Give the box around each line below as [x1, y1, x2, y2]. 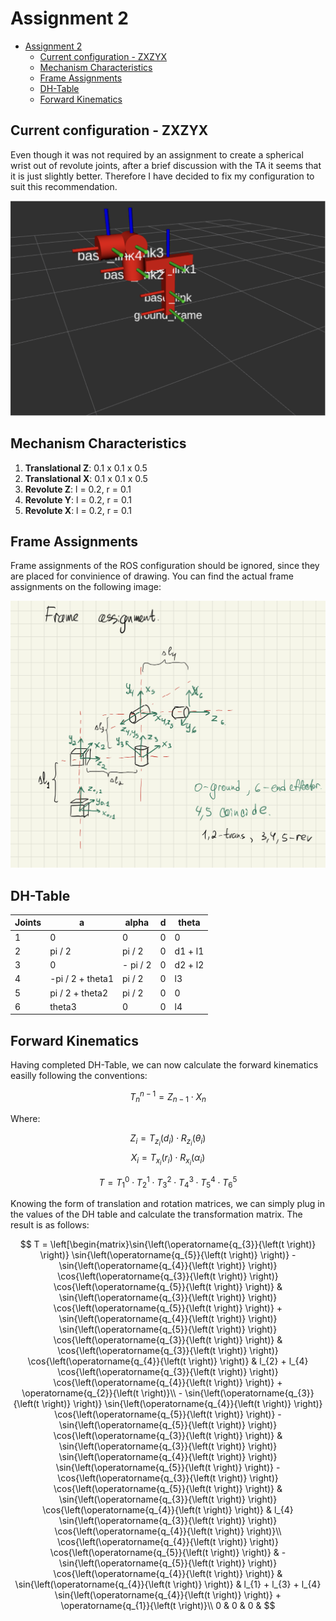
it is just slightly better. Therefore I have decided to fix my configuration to [10, 170, 315, 182]
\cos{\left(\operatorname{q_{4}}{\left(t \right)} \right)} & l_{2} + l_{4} [27, 1355, 309, 1367]
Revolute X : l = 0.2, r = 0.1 [24, 504, 133, 516]
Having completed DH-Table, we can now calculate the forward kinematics [10, 1059, 319, 1071]
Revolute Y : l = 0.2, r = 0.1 [24, 493, 132, 506]
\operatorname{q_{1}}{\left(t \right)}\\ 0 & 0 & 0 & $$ [60, 1600, 276, 1612]
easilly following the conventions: [10, 1070, 148, 1082]
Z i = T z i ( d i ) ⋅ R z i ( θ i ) [129, 1132, 207, 1147]
